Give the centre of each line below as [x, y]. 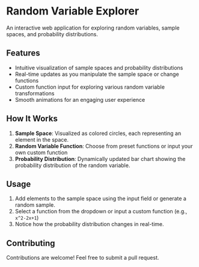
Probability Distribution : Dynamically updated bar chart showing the [100, 159]
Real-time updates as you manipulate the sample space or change [97, 74]
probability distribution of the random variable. [72, 165]
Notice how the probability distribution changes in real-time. [89, 224]
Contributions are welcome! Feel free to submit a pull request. [83, 258]
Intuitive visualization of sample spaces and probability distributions [99, 68]
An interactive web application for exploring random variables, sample [93, 28]
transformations [35, 93]
